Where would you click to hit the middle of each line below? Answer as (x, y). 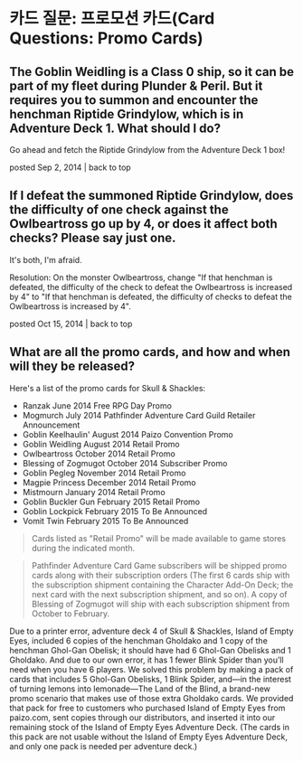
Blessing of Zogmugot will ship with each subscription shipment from (161, 604)
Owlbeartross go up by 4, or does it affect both (143, 224)
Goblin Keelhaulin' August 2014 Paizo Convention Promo (128, 434)
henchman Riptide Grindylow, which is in (127, 114)
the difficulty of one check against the (119, 210)
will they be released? (72, 366)
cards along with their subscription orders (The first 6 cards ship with (161, 575)
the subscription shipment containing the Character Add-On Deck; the (162, 585)
